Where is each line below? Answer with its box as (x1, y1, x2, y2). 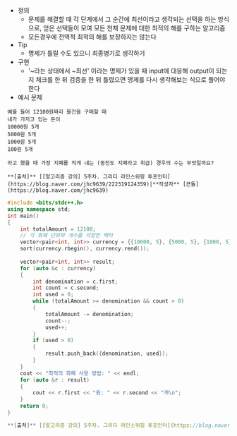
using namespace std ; (7, 205, 71, 213)
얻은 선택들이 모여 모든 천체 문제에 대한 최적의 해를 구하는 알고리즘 (43, 24, 226, 32)
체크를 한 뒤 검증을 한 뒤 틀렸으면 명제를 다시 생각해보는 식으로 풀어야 (35, 75, 226, 83)
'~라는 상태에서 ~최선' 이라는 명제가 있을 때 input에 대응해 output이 (28, 66, 215, 75)
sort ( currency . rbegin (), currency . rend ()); (20, 246, 150, 253)
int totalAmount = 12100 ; (20, 225, 97, 233)
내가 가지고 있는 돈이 (7, 116, 61, 123)
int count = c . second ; (32, 284, 99, 291)
